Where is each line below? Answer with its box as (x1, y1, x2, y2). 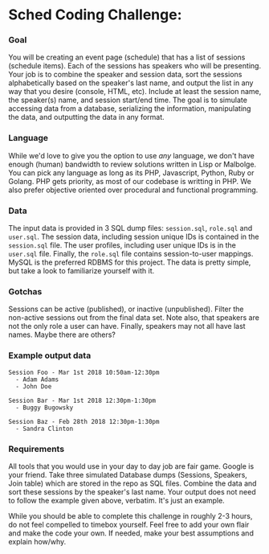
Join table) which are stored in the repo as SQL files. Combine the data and (8, 478, 257, 488)
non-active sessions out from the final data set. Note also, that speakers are (8, 313, 259, 322)
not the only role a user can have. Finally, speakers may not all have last (8, 322, 247, 331)
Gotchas (8, 286, 43, 297)
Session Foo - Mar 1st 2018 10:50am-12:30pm (8, 368, 160, 376)
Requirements (8, 443, 65, 454)
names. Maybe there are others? (8, 330, 116, 339)
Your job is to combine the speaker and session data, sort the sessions (8, 70, 243, 80)
